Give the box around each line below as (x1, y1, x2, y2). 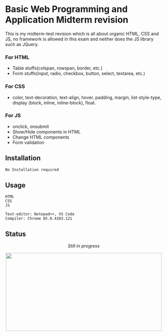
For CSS (5, 83, 25, 90)
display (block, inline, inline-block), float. (12, 99, 96, 105)
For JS (5, 112, 21, 119)
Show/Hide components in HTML (12, 128, 81, 134)
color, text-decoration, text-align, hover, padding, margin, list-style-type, (12, 94, 162, 100)
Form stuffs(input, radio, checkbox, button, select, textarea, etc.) (12, 70, 146, 76)
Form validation (12, 139, 45, 145)
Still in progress (68, 243, 100, 249)
